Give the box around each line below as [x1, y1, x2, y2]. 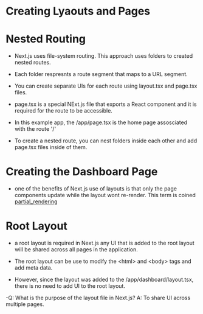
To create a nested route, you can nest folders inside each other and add [14, 137, 198, 144]
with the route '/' [14, 125, 57, 133]
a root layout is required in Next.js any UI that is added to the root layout [14, 239, 195, 246]
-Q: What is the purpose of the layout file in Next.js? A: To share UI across [5, 294, 191, 301]
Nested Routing [5, 32, 86, 46]
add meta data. [14, 264, 53, 271]
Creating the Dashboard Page [5, 165, 158, 179]
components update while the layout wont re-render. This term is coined [14, 192, 196, 199]
